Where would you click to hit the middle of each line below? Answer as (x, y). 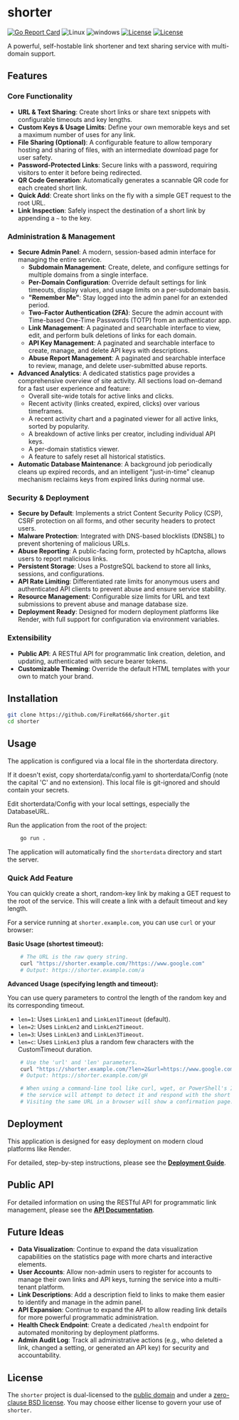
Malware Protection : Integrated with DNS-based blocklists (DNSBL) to (121, 536)
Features (27, 76)
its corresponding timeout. (46, 1005)
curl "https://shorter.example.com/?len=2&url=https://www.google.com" (128, 1069)
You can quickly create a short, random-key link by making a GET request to (119, 894)
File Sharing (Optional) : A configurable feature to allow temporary (115, 142)
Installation (33, 699)
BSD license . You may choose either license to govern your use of (125, 1403)
